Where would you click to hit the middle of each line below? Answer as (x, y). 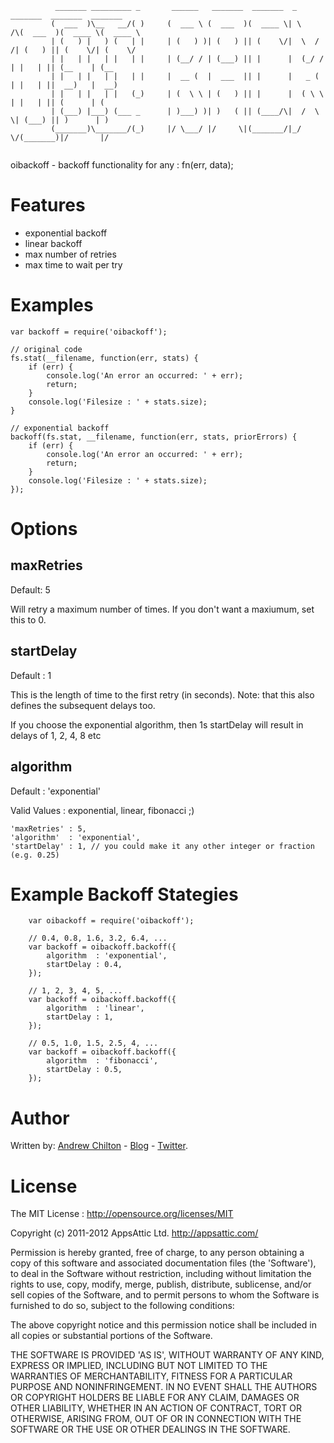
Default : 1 (31, 675)
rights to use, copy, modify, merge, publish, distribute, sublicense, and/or (161, 1284)
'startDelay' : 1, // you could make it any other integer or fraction (162, 846)
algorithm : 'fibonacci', (102, 1061)
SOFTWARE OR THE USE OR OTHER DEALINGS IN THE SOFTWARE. (150, 1429)
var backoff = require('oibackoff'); (89, 332)
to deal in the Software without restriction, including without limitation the (161, 1274)
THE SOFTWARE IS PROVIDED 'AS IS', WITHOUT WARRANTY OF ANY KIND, (167, 1355)
